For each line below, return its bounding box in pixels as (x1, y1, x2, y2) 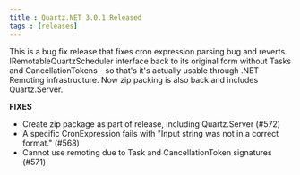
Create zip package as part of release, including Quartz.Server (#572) (21, 118, 280, 129)
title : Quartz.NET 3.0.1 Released (9, 12, 142, 22)
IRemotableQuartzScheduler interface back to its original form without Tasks (9, 55, 292, 66)
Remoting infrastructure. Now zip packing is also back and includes (9, 74, 259, 85)
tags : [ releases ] (9, 21, 78, 30)
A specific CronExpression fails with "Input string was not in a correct (21, 128, 279, 138)
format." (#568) (21, 137, 81, 148)
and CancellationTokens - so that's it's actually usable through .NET (9, 64, 260, 76)
